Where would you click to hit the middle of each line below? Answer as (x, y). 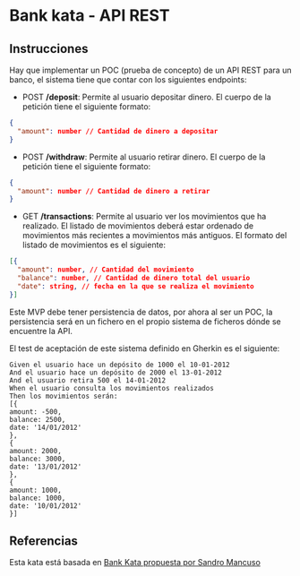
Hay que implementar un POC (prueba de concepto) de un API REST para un (150, 70)
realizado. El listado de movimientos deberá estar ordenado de (137, 226)
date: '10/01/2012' (46, 506)
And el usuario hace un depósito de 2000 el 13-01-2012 (116, 373)
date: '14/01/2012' (46, 427)
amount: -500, (36, 412)
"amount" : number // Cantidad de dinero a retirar (114, 191)
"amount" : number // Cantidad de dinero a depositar (118, 131)
